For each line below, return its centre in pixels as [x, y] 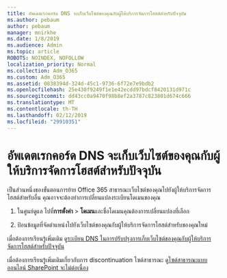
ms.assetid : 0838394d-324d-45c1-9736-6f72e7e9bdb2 [81, 84]
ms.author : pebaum [33, 20]
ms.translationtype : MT [41, 103]
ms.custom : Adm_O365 [37, 77]
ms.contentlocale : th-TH [42, 109]
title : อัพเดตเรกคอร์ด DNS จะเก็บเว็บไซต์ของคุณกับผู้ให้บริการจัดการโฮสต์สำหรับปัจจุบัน [97, 13]
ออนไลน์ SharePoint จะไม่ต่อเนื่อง [48, 268]
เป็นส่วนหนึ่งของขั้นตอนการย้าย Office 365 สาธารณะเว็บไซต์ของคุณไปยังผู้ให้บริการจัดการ [109, 190]
